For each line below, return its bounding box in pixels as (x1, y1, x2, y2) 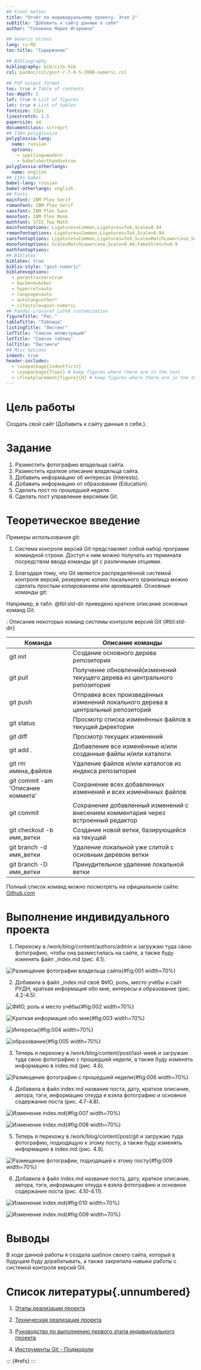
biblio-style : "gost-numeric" (6, 264, 82, 270)
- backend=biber (11, 280, 52, 286)
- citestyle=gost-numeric (11, 303, 77, 309)
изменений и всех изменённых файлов (72, 788, 187, 796)
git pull (9, 673, 29, 682)
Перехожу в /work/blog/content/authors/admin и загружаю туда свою (14, 942, 192, 950)
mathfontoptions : (6, 246, 50, 253)
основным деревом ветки (72, 850, 149, 859)
